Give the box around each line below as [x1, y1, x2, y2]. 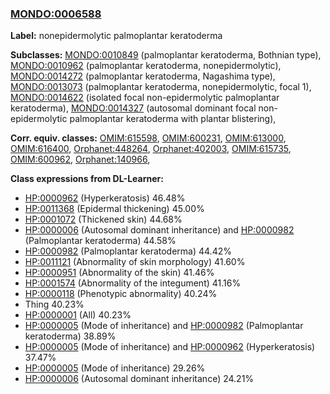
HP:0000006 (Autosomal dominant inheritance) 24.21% [24, 373, 255, 385]
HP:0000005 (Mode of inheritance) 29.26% [24, 362, 206, 374]
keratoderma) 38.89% [24, 330, 117, 342]
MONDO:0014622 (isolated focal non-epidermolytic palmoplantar [10, 92, 280, 104]
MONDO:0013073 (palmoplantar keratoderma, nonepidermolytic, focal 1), [10, 81, 312, 93]
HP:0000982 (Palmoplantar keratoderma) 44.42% [24, 245, 232, 257]
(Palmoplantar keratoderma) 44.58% [24, 235, 177, 247]
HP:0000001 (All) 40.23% [24, 309, 132, 321]
